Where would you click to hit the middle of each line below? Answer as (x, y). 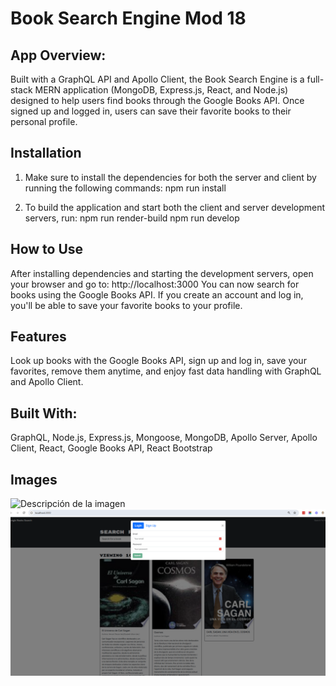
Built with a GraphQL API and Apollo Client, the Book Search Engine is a (157, 79)
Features (38, 337)
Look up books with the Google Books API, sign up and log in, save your (158, 361)
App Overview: (58, 55)
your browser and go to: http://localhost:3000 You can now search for (155, 284)
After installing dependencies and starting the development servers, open (162, 273)
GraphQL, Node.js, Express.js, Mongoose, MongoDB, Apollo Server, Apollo (164, 438)
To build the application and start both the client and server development (175, 207)
